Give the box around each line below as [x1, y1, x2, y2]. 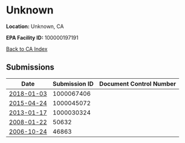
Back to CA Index [6, 45, 48, 53]
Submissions [6, 62, 54, 72]
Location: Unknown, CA [6, 23, 64, 30]
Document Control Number [99, 79, 176, 88]
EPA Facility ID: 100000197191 [6, 34, 79, 41]
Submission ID [52, 79, 94, 88]
